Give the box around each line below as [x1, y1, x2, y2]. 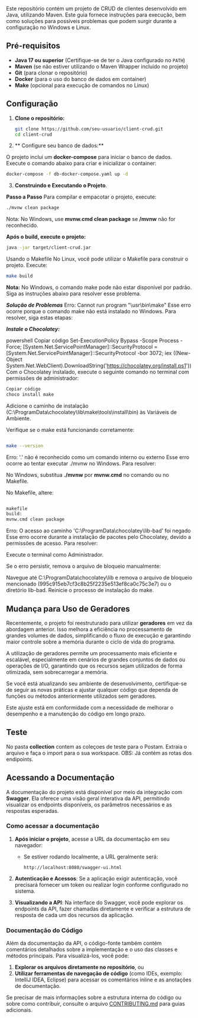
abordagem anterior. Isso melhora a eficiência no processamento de [6, 626, 173, 633]
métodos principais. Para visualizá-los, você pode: [6, 952, 129, 960]
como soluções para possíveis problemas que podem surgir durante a [6, 18, 177, 24]
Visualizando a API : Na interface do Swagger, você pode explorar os [14, 899, 183, 906]
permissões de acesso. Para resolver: [6, 540, 98, 547]
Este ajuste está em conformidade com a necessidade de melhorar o [6, 704, 174, 711]
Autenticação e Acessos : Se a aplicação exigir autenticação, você [14, 874, 178, 882]
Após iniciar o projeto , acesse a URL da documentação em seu [14, 835, 170, 843]
